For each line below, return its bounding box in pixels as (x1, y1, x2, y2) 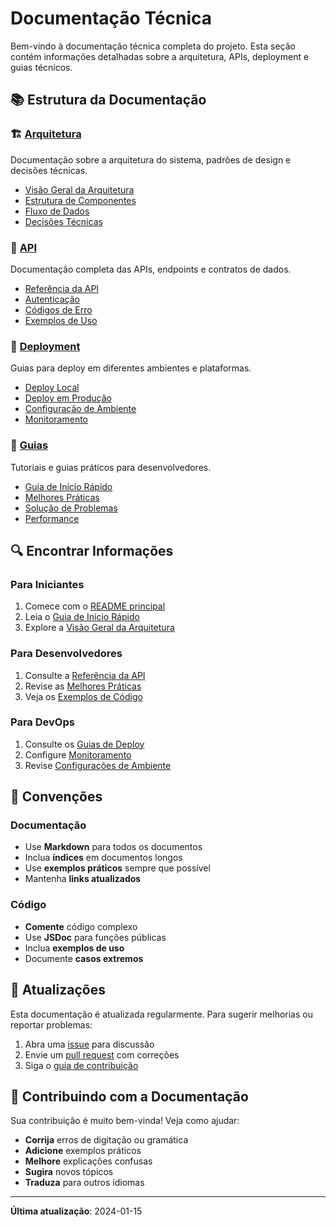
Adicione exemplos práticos (24, 1145, 142, 1157)
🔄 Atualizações (10, 982, 106, 999)
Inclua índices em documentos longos (24, 852, 183, 864)
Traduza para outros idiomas (24, 1177, 145, 1189)
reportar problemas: (10, 1018, 93, 1031)
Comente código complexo (24, 920, 138, 932)
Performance (24, 512, 80, 524)
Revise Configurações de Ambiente (24, 759, 172, 771)
